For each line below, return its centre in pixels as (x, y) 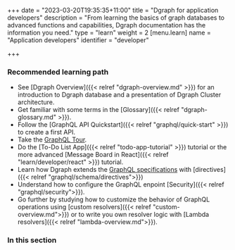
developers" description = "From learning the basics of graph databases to (116, 18)
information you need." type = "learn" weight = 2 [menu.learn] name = (109, 32)
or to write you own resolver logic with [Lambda (140, 215)
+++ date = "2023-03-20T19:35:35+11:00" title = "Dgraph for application (113, 10)
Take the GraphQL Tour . (52, 139)
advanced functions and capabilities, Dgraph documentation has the (107, 25)
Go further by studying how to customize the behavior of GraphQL (114, 199)
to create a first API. (46, 132)
